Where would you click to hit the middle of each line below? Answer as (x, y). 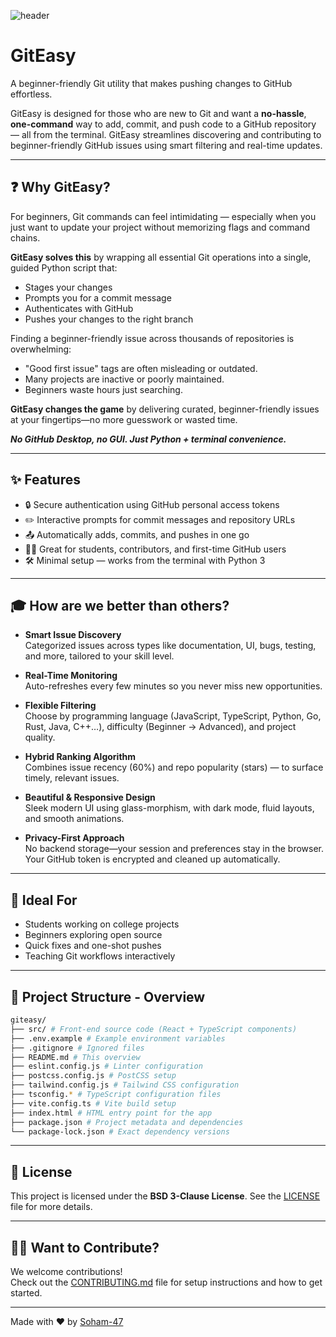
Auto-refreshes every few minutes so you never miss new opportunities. (173, 686)
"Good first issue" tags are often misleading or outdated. (141, 368)
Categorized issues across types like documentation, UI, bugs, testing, (170, 646)
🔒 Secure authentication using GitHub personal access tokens (152, 504)
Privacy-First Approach (74, 838)
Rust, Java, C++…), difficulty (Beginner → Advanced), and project (160, 727)
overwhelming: (41, 349)
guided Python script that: (64, 267)
